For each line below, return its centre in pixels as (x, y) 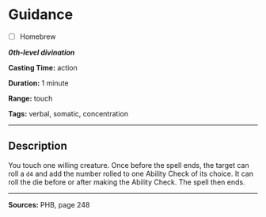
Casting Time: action (43, 68)
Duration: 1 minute (38, 83)
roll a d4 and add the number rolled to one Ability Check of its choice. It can (131, 173)
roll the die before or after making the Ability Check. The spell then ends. (127, 182)
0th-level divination (42, 52)
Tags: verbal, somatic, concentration (68, 114)
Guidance (41, 15)
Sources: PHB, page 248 (49, 204)
